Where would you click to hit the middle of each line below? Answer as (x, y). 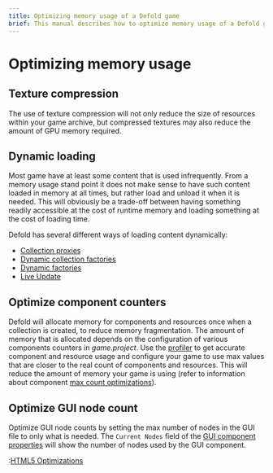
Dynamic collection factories (68, 259)
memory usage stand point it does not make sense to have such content (129, 185)
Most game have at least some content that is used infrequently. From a (128, 176)
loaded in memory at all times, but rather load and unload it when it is (124, 193)
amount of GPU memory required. (65, 130)
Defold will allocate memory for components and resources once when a (130, 322)
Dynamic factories (51, 268)
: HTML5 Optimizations (46, 460)
